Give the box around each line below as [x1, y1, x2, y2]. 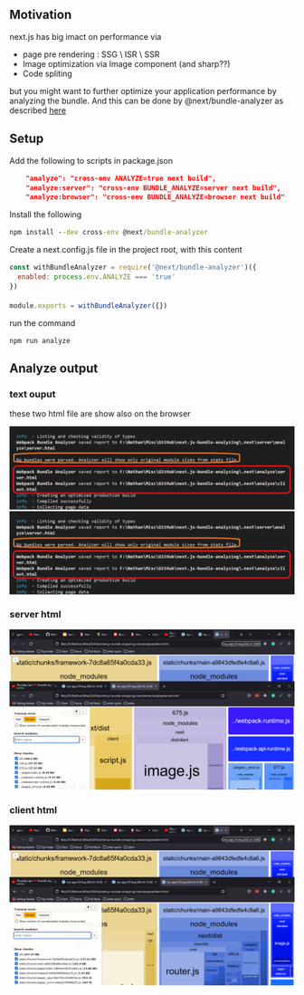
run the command [9, 317, 76, 329]
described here [9, 104, 66, 116]
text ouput [9, 387, 56, 400]
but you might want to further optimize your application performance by [9, 85, 278, 96]
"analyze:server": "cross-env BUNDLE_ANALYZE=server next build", [25, 183, 281, 193]
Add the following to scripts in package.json [9, 155, 174, 166]
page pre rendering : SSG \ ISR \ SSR [22, 49, 160, 60]
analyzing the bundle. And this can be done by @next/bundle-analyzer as [9, 95, 284, 106]
